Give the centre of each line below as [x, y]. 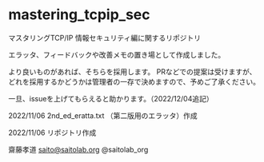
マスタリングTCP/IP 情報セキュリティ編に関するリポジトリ [105, 38]
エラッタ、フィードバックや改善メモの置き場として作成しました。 [117, 54]
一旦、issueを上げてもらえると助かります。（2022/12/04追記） [111, 98]
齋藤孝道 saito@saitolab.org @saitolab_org [78, 149]
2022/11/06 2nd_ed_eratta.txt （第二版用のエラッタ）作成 [103, 115]
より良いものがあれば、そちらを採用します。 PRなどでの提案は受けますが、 [132, 71]
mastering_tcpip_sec [79, 15]
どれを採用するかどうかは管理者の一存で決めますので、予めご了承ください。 [134, 81]
